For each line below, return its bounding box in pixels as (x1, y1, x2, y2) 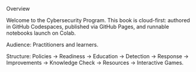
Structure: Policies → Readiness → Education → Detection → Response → (6, 53, 189, 59)
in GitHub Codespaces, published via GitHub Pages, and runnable (6, 23, 170, 30)
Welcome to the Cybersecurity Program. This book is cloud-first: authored (6, 17, 191, 23)
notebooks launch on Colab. (6, 29, 76, 37)
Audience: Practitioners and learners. (6, 41, 99, 48)
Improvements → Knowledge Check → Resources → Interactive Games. (6, 59, 184, 66)
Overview (6, 5, 30, 12)
